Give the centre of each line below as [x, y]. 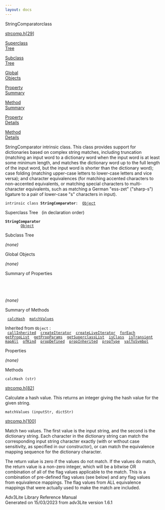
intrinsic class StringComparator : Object [50, 203]
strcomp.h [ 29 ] [20, 33]
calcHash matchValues [31, 319]
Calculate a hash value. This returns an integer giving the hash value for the [82, 397]
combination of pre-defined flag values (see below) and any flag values [78, 477]
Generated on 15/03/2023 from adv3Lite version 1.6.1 [59, 502]
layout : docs [18, 10]
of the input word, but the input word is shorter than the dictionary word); [79, 168]
